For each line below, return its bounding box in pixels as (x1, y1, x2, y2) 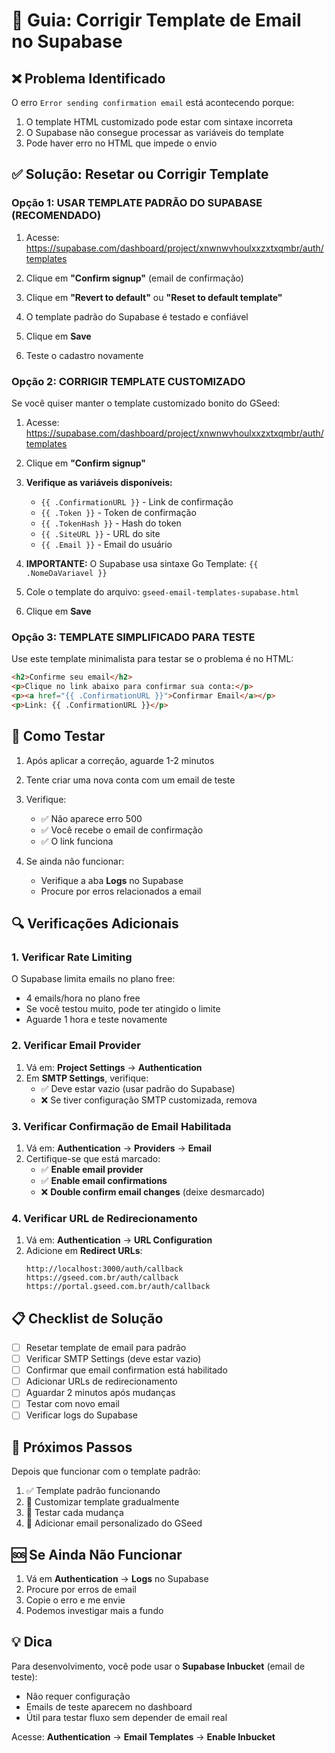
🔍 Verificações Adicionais (11, 915, 179, 932)
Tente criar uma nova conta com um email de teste (25, 774, 236, 786)
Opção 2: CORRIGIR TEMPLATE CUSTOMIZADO (11, 374, 246, 388)
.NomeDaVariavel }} (25, 568, 108, 578)
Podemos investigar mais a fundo (25, 1605, 164, 1617)
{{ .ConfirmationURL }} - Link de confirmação (40, 495, 234, 508)
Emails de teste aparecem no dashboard (25, 1700, 193, 1713)
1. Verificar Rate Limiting (11, 950, 133, 964)
